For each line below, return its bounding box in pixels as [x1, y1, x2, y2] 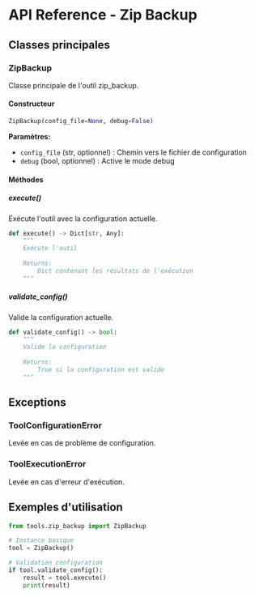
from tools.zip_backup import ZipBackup [8, 522, 147, 530]
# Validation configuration [8, 559, 104, 567]
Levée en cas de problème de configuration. [8, 438, 156, 448]
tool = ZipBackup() [8, 544, 74, 552]
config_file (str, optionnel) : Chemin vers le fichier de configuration [19, 147, 247, 157]
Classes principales [8, 38, 111, 52]
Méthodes [8, 174, 44, 184]
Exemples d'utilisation [8, 501, 123, 514]
